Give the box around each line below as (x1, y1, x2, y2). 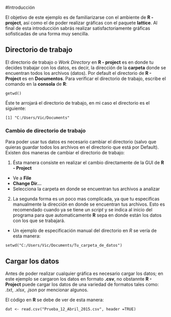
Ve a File (12, 175, 32, 181)
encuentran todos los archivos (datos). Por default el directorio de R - (5, 70, 152, 76)
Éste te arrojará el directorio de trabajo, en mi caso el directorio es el (5, 100, 150, 106)
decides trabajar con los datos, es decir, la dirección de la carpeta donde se (5, 64, 166, 71)
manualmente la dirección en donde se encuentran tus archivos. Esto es (12, 201, 165, 207)
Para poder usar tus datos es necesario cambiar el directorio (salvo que (5, 138, 157, 145)
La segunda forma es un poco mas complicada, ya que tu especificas (12, 196, 160, 202)
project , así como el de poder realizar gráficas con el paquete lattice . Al (5, 20, 158, 26)
